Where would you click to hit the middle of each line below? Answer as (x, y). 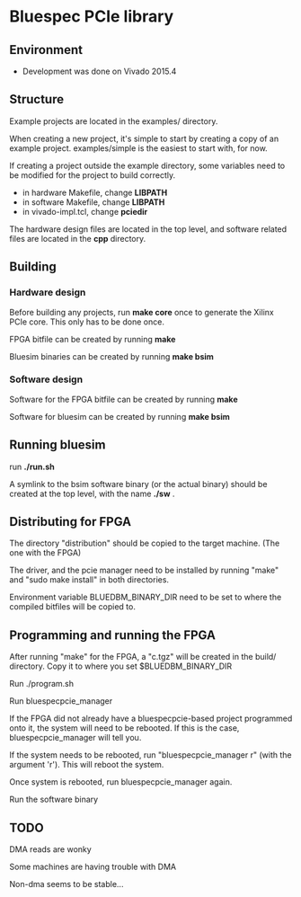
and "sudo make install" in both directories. (89, 580)
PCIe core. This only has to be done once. (87, 322)
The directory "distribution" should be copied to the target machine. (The (145, 543)
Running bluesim (58, 445)
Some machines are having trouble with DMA (93, 867)
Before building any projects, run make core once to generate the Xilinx (142, 312)
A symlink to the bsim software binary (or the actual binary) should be (138, 484)
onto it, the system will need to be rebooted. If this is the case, (124, 728)
